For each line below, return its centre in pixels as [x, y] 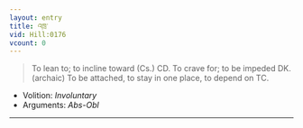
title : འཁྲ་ [29, 26]
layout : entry [36, 18]
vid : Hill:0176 [38, 34]
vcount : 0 [28, 43]
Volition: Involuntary [60, 96]
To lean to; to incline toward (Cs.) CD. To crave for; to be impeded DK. [161, 69]
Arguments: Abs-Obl [60, 105]
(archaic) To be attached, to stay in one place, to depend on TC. [150, 78]
